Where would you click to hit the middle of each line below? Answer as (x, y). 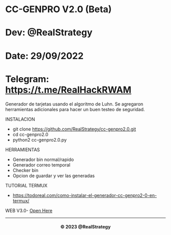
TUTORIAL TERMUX (26, 185)
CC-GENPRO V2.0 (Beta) (59, 9)
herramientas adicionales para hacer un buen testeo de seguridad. (75, 109)
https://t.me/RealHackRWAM (68, 90)
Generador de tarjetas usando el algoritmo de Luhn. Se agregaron (74, 104)
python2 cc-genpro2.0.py (40, 140)
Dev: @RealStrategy (49, 33)
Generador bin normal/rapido (43, 159)
